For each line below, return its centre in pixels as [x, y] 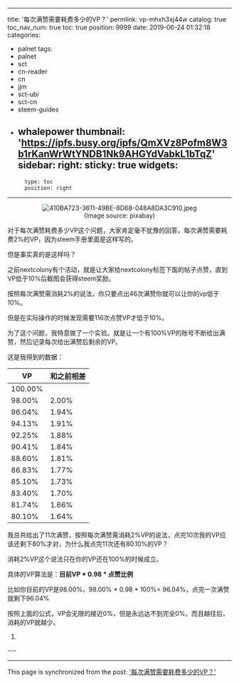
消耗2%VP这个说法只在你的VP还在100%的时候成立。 [85, 559]
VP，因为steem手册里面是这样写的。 [83, 239]
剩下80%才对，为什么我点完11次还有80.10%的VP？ [94, 544]
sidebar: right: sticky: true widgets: [98, 165]
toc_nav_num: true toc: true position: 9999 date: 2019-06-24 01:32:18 [109, 27]
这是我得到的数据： [36, 357]
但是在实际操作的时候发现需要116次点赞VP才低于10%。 [88, 318]
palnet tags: [35, 49]
